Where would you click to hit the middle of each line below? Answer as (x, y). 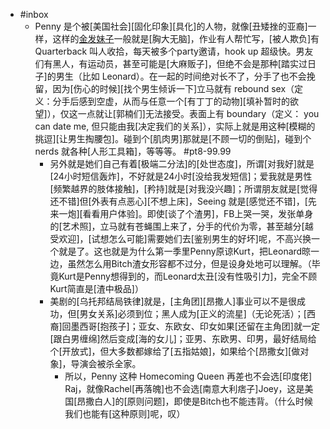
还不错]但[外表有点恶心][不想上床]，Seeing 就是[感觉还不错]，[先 (183, 201)
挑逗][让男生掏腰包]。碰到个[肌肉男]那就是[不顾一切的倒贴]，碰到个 (173, 138)
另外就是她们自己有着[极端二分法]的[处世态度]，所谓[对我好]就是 (182, 163)
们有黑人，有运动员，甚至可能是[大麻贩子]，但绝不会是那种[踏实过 (171, 63)
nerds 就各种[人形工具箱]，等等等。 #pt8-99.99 (133, 151)
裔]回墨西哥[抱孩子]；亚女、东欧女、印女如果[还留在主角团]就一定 (184, 326)
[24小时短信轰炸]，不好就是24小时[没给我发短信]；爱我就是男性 (181, 176)
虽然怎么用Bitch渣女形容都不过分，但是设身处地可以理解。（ (189, 263)
